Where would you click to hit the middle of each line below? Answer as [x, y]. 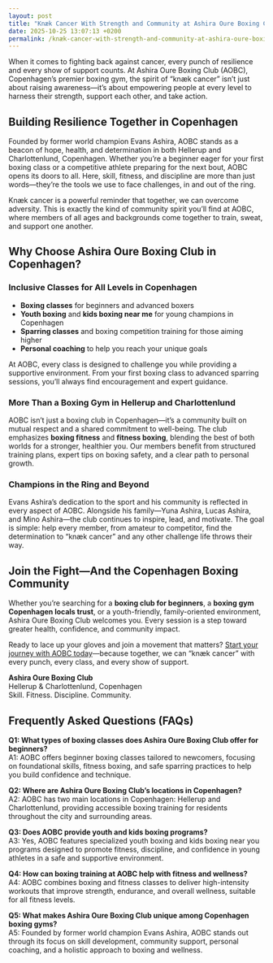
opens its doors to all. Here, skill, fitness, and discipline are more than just [132, 176]
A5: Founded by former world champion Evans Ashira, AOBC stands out [129, 932]
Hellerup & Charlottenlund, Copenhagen [75, 687]
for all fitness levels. [42, 900]
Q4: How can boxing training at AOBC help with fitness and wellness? [128, 874]
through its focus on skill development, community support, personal [123, 941]
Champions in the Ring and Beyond [79, 484]
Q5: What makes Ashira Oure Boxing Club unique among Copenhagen [129, 915]
